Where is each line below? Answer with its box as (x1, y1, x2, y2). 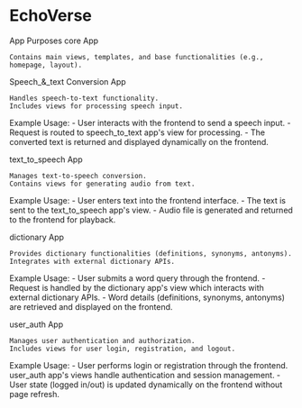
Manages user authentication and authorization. (9, 336, 196, 345)
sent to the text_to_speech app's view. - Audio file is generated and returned (9, 204, 293, 215)
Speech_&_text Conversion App (9, 76, 126, 86)
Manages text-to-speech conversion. (9, 171, 147, 180)
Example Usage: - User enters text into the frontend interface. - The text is (9, 195, 287, 205)
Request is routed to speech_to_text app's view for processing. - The (9, 127, 266, 138)
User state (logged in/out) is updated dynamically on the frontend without (9, 379, 283, 390)
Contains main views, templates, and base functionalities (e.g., (9, 52, 264, 61)
